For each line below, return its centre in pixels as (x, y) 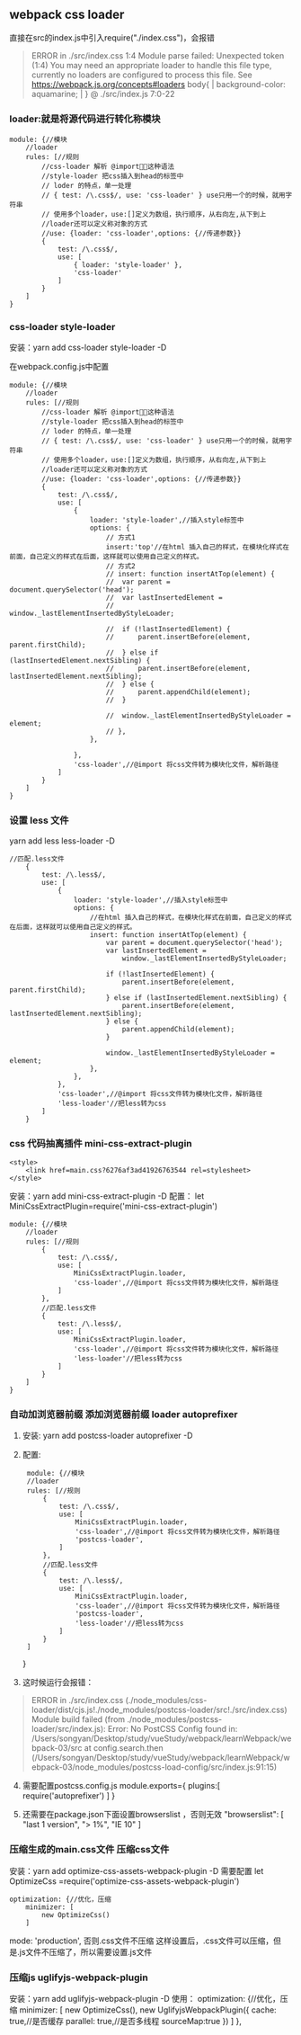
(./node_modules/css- (166, 1700)
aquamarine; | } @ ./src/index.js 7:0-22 (103, 94)
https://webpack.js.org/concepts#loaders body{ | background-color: (158, 84)
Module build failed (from (78, 1719)
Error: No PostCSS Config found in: (173, 1729)
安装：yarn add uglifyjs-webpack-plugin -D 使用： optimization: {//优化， (145, 1998)
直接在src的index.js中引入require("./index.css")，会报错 (112, 37)
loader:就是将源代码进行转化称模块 (85, 119)
